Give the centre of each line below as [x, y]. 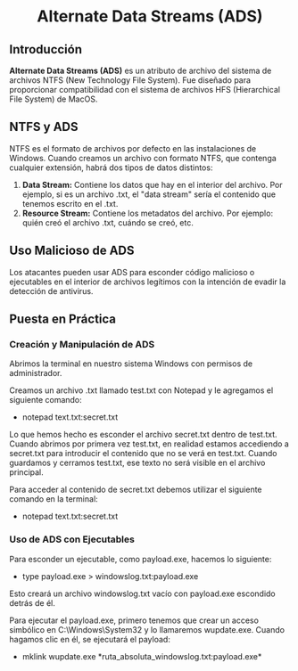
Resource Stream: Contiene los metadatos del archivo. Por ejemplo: [148, 213]
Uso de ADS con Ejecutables [72, 539]
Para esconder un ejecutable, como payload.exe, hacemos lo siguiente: [141, 559]
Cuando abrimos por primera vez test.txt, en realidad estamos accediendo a [149, 444]
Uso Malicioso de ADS [72, 251]
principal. [27, 472]
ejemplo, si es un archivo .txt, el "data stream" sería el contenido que [149, 194]
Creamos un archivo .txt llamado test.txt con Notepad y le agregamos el [141, 390]
